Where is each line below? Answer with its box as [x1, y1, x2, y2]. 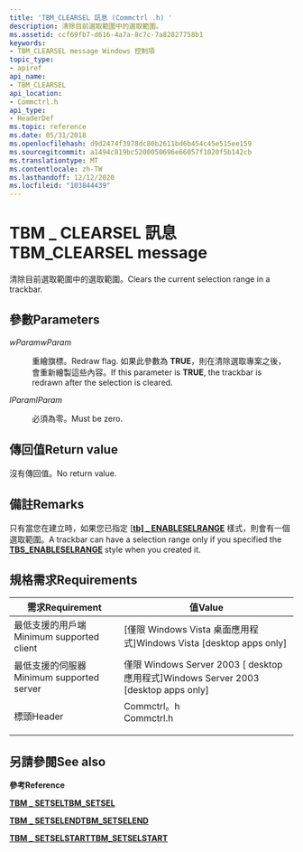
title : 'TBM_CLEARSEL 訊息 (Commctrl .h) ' [9, 13, 173, 23]
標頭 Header [14, 710, 64, 723]
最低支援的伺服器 [14, 660, 87, 672]
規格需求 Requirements [9, 572, 138, 587]
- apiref [9, 64, 42, 73]
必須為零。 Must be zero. [32, 413, 124, 424]
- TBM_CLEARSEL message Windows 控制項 [9, 47, 155, 56]
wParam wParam [9, 336, 72, 348]
